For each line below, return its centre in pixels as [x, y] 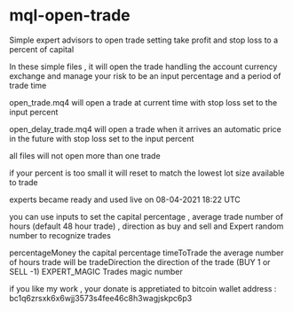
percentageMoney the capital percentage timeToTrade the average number [146, 253]
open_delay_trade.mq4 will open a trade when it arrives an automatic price [145, 129]
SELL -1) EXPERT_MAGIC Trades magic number [96, 271]
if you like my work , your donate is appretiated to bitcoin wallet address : [143, 288]
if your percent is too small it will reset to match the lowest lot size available [147, 173]
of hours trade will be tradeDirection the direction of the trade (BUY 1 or [140, 261]
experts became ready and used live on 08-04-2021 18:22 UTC [125, 199]
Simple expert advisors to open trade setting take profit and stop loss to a [144, 40]
